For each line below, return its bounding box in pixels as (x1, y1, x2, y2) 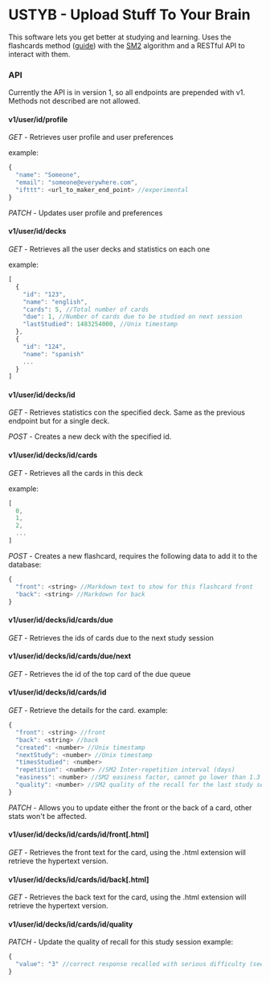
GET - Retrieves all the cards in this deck (8, 468, 143, 477)
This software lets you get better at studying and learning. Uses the (8, 32, 231, 42)
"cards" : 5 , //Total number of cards (22, 305, 149, 313)
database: (8, 559, 42, 569)
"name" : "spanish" (22, 350, 84, 358)
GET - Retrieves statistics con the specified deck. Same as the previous (8, 408, 245, 417)
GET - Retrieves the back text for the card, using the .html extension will (8, 892, 247, 902)
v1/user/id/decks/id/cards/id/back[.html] (8, 874, 149, 884)
